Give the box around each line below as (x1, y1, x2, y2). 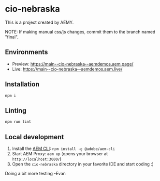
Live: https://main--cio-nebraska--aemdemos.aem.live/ (12, 66, 123, 72)
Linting (5, 106, 27, 115)
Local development (5, 132, 64, 141)
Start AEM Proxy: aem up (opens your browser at (12, 150, 108, 156)
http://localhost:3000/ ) (12, 156, 62, 162)
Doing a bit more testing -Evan (5, 170, 66, 176)
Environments (5, 48, 48, 56)
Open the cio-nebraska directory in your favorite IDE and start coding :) (12, 161, 154, 167)
